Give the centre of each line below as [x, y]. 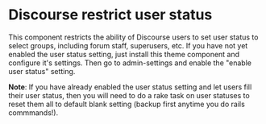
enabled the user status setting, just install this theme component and [124, 54]
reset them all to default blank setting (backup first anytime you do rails [127, 104]
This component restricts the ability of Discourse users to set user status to [133, 37]
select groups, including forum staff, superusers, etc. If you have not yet [128, 45]
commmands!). [33, 112]
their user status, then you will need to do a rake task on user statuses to [129, 95]
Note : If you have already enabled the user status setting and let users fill [130, 87]
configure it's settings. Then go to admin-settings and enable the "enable [130, 63]
